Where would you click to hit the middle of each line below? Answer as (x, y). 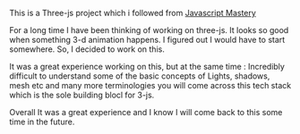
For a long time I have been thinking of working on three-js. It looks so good (149, 30)
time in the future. (42, 121)
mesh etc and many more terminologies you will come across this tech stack (150, 85)
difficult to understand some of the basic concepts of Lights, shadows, (140, 76)
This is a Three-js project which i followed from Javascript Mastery (133, 13)
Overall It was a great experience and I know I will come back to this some (146, 112)
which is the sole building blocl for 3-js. (82, 95)
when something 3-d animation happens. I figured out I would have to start (147, 40)
